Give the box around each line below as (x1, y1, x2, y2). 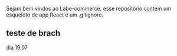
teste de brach (6, 28, 61, 38)
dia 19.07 (6, 44, 28, 51)
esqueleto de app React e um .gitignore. (6, 11, 104, 18)
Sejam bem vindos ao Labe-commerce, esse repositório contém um (6, 5, 171, 12)
